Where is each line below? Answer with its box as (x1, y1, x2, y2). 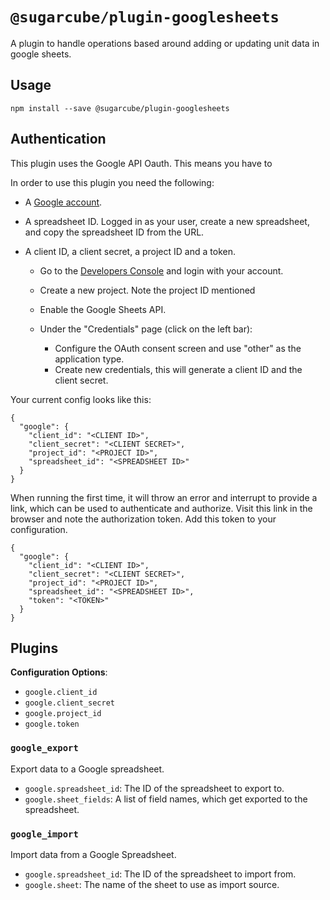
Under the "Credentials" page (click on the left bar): (39, 323, 253, 335)
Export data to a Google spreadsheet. (10, 763, 165, 775)
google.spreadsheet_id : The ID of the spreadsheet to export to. (24, 782, 285, 794)
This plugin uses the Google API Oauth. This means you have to (10, 157, 273, 169)
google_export (10, 743, 79, 754)
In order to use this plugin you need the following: (10, 176, 215, 188)
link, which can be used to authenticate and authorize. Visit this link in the (10, 502, 313, 514)
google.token (24, 719, 80, 730)
